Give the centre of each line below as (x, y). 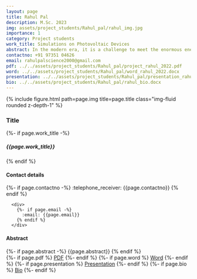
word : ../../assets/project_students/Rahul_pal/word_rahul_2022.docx (93, 72)
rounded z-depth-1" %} (34, 105)
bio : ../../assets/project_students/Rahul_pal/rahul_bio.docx (84, 83)
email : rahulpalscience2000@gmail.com (53, 60)
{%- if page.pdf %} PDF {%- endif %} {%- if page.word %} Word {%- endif (97, 257)
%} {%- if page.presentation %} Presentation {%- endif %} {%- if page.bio (96, 264)
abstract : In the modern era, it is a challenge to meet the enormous (94, 50)
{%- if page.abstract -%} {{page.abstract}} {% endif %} (74, 251)
